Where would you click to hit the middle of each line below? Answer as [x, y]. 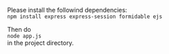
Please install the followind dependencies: [67, 10]
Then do [19, 29]
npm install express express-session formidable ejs [85, 17]
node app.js [24, 36]
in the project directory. [41, 43]
